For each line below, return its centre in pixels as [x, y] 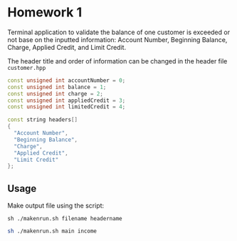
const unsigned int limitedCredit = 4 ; [67, 107]
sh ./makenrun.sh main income [52, 231]
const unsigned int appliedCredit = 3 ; [67, 101]
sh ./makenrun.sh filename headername [65, 219]
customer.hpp [27, 68]
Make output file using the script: [56, 206]
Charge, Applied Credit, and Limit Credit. [67, 47]
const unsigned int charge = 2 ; [55, 93]
